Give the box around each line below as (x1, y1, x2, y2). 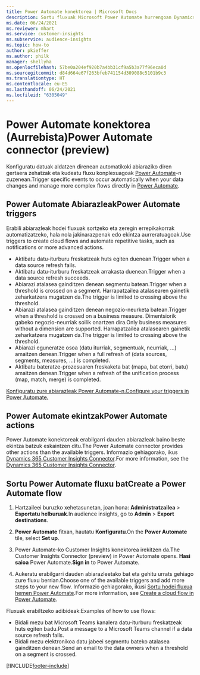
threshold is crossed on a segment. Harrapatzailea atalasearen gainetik (14, 287, 190, 294)
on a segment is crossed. (14, 651, 77, 658)
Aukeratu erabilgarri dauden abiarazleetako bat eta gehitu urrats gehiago (14, 570, 194, 578)
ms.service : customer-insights (6, 31, 84, 37)
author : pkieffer (6, 48, 49, 54)
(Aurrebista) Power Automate (6, 130, 153, 144)
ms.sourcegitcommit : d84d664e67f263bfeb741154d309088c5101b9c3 (6, 70, 167, 76)
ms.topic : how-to (6, 42, 49, 48)
